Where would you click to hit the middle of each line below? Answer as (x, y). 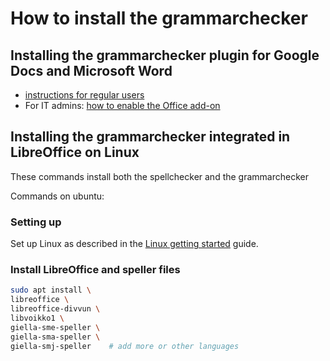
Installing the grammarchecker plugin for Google (165, 55)
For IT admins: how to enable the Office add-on (122, 105)
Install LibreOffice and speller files (95, 270)
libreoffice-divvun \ (55, 309)
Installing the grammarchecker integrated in (150, 137)
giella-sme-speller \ (55, 327)
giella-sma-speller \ (55, 337)
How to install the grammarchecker (159, 18)
